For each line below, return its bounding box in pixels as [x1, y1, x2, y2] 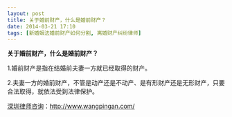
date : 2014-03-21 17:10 [7, 23, 76, 30]
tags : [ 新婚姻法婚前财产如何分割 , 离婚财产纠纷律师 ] [7, 29, 142, 37]
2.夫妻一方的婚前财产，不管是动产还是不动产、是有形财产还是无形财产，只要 [7, 79, 225, 87]
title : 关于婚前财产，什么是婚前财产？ [7, 17, 107, 24]
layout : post [7, 10, 45, 17]
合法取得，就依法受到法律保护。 [7, 87, 98, 96]
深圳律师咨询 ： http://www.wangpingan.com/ [7, 102, 135, 111]
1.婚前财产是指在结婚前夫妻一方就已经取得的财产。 [7, 64, 151, 73]
